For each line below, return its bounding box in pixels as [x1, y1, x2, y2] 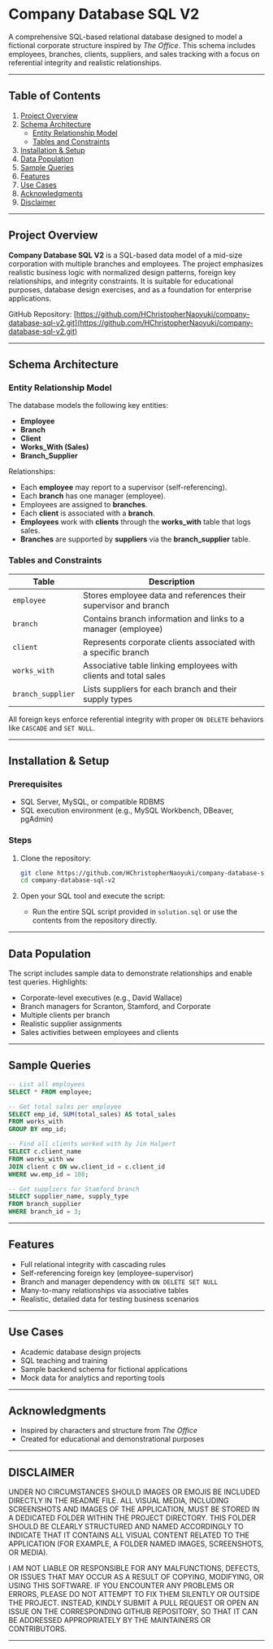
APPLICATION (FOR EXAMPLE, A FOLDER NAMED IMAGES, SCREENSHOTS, [8, 1539, 264, 1549]
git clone [19, 869, 54, 877]
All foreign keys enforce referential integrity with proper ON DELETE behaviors [8, 714, 264, 724]
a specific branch [82, 647, 149, 658]
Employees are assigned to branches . [19, 500, 148, 510]
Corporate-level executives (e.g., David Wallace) [19, 993, 183, 1002]
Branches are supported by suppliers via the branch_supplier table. [19, 534, 251, 544]
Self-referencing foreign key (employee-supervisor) [19, 1268, 194, 1278]
